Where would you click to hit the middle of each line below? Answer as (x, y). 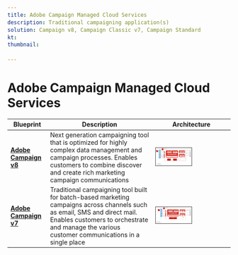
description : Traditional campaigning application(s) (89, 22)
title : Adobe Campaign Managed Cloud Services (77, 15)
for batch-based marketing (90, 197)
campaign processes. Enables (94, 157)
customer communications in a (95, 235)
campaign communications (90, 179)
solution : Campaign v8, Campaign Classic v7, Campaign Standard (104, 30)
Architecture (192, 124)
